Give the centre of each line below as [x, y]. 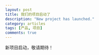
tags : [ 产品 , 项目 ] [24, 28]
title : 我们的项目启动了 [28, 14]
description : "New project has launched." [50, 19]
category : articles [25, 24]
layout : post [19, 10]
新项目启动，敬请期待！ [29, 47]
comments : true [21, 33]
